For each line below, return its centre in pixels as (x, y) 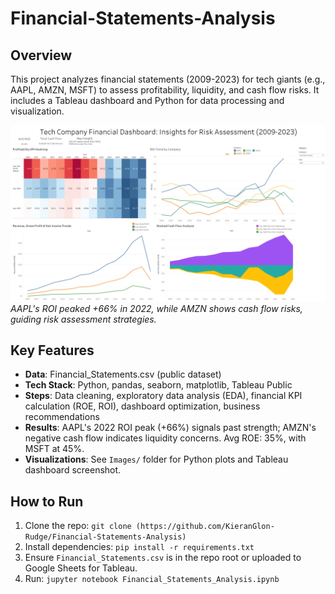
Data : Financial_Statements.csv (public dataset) (123, 374)
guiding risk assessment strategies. (83, 319)
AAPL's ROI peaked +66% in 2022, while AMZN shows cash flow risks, (156, 308)
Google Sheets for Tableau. (81, 568)
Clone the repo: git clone (78, 526)
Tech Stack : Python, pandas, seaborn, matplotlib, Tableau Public (158, 385)
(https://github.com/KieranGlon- (205, 527)
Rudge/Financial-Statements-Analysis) (105, 537)
